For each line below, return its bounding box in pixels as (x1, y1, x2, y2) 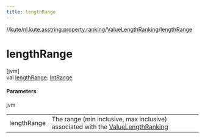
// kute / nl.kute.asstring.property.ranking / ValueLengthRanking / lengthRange (6, 26, 193, 33)
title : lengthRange (6, 9, 56, 15)
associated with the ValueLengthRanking (51, 123, 169, 131)
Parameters (6, 88, 37, 95)
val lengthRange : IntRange (6, 74, 73, 81)
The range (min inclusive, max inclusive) (51, 115, 168, 123)
